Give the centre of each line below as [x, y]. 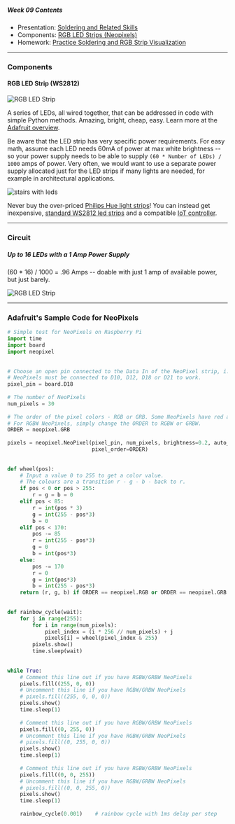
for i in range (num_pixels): [75, 625]
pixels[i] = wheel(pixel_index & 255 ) [101, 638]
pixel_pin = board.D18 [40, 384]
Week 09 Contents [35, 10]
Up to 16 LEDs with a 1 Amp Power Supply [69, 254]
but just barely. [29, 279]
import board [26, 345]
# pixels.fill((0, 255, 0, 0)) [65, 742]
